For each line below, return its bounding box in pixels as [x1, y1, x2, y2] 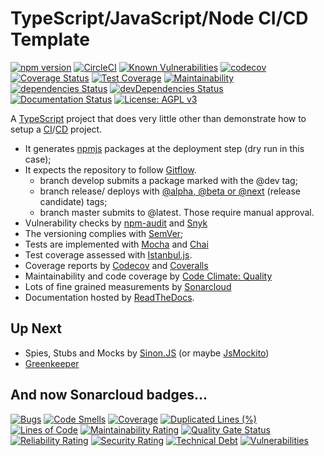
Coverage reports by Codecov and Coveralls [24, 259, 209, 271]
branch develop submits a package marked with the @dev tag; [39, 174, 298, 186]
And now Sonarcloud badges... [10, 387, 208, 404]
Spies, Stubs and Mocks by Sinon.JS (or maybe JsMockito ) [24, 347, 270, 359]
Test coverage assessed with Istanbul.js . [24, 248, 193, 261]
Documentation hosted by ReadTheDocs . [24, 291, 195, 303]
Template [10, 28, 90, 51]
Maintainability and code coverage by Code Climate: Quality [24, 270, 273, 282]
